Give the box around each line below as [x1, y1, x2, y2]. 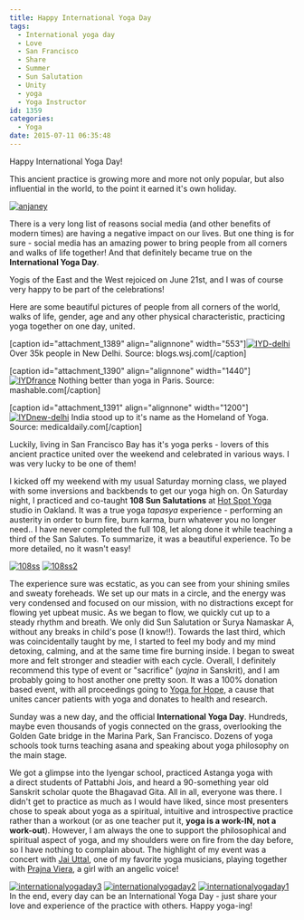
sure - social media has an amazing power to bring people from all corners [9, 237, 288, 248]
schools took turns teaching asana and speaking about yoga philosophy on [9, 740, 290, 751]
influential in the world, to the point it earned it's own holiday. [9, 183, 237, 194]
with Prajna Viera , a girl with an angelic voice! [9, 863, 179, 874]
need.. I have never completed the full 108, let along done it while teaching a [9, 523, 293, 534]
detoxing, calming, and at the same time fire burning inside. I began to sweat [9, 645, 295, 656]
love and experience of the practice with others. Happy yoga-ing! [9, 900, 253, 911]
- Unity [17, 81, 47, 90]
